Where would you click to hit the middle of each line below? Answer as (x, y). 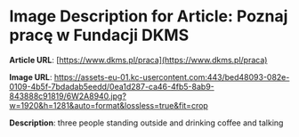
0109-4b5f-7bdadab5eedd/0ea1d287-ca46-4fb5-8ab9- (112, 86)
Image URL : (31, 77)
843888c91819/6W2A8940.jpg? (68, 96)
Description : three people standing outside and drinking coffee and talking (146, 123)
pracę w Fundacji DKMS (99, 35)
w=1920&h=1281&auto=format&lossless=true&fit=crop (109, 105)
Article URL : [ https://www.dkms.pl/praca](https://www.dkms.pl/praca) (138, 60)
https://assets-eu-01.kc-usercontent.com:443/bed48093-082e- (172, 77)
